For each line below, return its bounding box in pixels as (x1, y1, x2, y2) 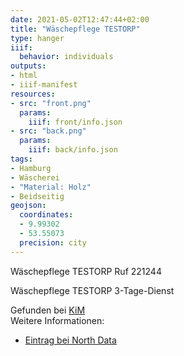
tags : (10, 154, 33, 164)
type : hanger (10, 33, 65, 43)
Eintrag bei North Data (24, 334, 117, 346)
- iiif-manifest (10, 80, 78, 90)
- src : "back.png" (10, 126, 87, 136)
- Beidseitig (10, 191, 65, 201)
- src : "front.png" (10, 98, 92, 108)
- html (10, 71, 38, 81)
